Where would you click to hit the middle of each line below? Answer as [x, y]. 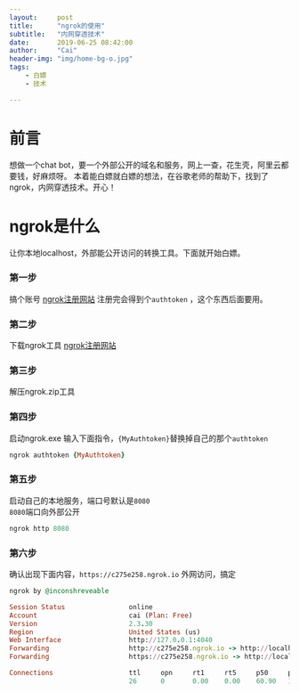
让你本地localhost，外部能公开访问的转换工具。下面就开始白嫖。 [127, 253]
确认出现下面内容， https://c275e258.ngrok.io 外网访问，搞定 [122, 575]
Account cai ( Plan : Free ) [101, 616]
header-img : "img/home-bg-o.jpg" [71, 59]
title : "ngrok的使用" [57, 26]
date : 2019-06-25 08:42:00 [71, 42]
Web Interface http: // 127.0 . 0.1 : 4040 [111, 640]
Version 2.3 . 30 [81, 624]
